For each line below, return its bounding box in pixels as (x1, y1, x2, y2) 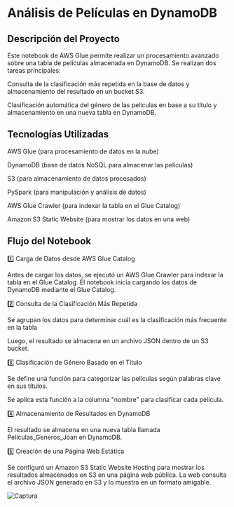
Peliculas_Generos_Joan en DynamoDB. (7, 433, 123, 441)
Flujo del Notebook (7, 235, 92, 247)
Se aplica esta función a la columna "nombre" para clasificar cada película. (7, 395, 224, 403)
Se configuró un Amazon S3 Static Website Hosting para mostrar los (7, 463, 205, 471)
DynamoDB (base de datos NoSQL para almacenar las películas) (7, 160, 193, 169)
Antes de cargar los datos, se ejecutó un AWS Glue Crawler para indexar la (7, 270, 223, 279)
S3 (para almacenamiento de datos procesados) (7, 174, 146, 183)
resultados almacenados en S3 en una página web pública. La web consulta (7, 471, 227, 479)
